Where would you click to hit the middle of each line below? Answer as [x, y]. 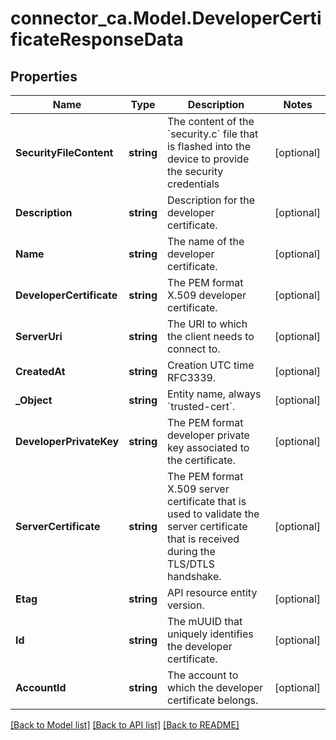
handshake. [194, 576]
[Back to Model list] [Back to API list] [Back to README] [125, 725]
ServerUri [39, 336]
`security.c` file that [212, 134]
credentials [193, 184]
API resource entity [212, 592]
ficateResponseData [97, 39]
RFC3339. [191, 377]
